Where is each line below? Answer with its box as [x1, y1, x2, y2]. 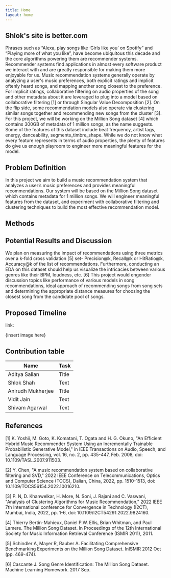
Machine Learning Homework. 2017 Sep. [5, 566, 91, 572]
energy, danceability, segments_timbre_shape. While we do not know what [5, 132, 162, 138]
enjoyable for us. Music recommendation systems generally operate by [5, 72, 155, 78]
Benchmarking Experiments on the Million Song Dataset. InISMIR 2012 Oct [5, 546, 161, 552]
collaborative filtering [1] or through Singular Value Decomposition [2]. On [5, 99, 160, 106]
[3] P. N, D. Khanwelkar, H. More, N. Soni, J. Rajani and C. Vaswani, [5, 493, 146, 499]
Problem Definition [5, 163, 66, 172]
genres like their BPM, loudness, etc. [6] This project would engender [5, 272, 152, 278]
